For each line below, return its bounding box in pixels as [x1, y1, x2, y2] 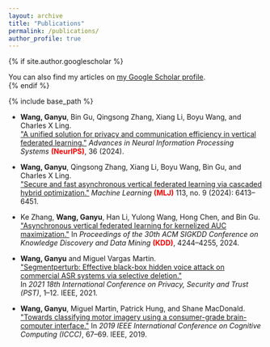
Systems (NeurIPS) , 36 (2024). [19, 146, 124, 156]
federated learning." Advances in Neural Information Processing [19, 138, 234, 148]
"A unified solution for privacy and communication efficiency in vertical [19, 129, 256, 139]
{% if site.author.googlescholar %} [8, 57, 124, 66]
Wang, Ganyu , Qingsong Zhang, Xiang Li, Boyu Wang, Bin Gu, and [19, 163, 242, 172]
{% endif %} [8, 81, 50, 91]
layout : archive [8, 11, 63, 20]
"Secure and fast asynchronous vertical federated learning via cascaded [19, 180, 263, 189]
